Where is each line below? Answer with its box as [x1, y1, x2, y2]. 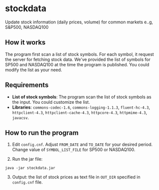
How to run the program [5, 129, 79, 137]
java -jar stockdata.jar [5, 166, 55, 171]
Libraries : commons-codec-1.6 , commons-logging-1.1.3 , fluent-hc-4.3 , [12, 104, 150, 110]
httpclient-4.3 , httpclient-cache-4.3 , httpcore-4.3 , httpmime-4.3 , [12, 109, 147, 115]
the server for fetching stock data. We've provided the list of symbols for [5, 57, 151, 62]
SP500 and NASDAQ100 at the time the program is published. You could [5, 61, 149, 67]
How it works [5, 38, 46, 47]
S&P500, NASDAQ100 [5, 24, 49, 30]
